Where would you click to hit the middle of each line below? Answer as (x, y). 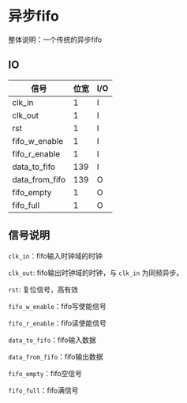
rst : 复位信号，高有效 (43, 289)
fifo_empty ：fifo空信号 (45, 373)
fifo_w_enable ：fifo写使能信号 (57, 306)
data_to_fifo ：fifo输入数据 (52, 340)
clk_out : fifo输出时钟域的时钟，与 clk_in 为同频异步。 (96, 273)
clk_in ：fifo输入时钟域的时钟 (55, 256)
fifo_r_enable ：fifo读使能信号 (57, 323)
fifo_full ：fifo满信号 (43, 390)
